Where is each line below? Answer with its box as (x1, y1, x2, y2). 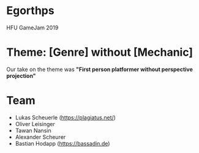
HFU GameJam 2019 (6, 24, 59, 31)
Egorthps (6, 4, 54, 18)
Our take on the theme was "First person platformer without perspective (6, 65, 193, 73)
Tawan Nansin (15, 127, 51, 134)
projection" (6, 72, 36, 80)
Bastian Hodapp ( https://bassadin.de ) (15, 140, 110, 147)
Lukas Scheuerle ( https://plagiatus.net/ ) (15, 114, 116, 121)
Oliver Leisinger (15, 120, 55, 127)
